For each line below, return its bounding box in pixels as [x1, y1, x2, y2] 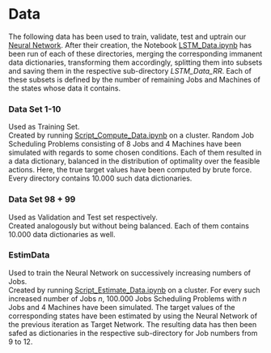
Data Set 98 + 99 [8, 194, 76, 205]
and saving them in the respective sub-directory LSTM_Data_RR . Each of [8, 66, 252, 75]
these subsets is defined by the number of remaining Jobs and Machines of [8, 74, 260, 84]
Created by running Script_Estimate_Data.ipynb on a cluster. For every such [8, 285, 260, 295]
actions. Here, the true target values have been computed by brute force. [8, 165, 252, 175]
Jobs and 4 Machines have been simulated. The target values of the [8, 302, 235, 312]
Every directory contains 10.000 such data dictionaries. [8, 173, 193, 183]
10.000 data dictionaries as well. [8, 229, 116, 239]
